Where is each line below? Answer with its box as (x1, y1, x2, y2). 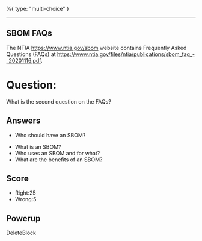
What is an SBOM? (14, 143, 61, 150)
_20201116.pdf (6, 57, 41, 64)
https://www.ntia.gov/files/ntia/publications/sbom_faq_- (57, 51, 195, 58)
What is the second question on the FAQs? (6, 98, 111, 105)
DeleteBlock (6, 229, 37, 237)
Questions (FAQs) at (6, 51, 56, 58)
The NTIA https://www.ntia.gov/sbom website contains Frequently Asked (6, 44, 187, 51)
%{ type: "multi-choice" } (6, 5, 69, 12)
